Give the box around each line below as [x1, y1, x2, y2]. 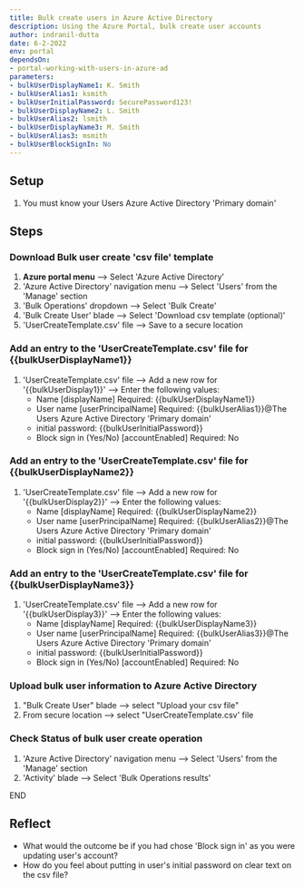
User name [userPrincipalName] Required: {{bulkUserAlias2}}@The [35, 515, 289, 526]
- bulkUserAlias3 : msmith [9, 132, 107, 141]
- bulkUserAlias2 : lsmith [9, 114, 107, 123]
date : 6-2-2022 [9, 38, 67, 48]
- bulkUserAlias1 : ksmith [9, 89, 107, 98]
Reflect [9, 816, 52, 832]
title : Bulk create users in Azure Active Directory [9, 13, 213, 23]
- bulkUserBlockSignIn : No [9, 140, 112, 149]
